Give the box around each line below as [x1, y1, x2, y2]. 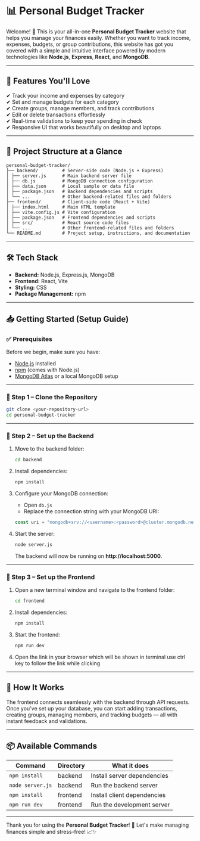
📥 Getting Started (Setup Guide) [6, 314, 129, 324]
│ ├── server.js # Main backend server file [6, 173, 132, 179]
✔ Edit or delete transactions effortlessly [6, 111, 105, 118]
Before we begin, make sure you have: [6, 349, 101, 356]
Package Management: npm [14, 290, 86, 297]
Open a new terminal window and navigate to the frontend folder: [14, 586, 175, 594]
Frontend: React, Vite [14, 278, 68, 285]
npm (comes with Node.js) [14, 367, 80, 374]
